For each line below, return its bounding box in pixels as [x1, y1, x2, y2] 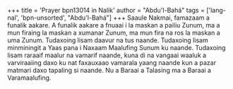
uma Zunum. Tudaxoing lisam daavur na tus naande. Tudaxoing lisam [7, 36, 208, 44]
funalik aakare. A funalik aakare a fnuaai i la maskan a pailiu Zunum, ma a [7, 21, 220, 29]
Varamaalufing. [7, 73, 52, 82]
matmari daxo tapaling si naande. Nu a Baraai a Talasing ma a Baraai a [7, 66, 212, 74]
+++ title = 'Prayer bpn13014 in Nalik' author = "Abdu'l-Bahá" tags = [7, 6, 205, 14]
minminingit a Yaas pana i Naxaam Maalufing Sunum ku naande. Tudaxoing [7, 44, 226, 52]
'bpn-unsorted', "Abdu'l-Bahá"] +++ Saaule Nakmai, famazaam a [20, 13, 210, 22]
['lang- [205, 6, 226, 14]
